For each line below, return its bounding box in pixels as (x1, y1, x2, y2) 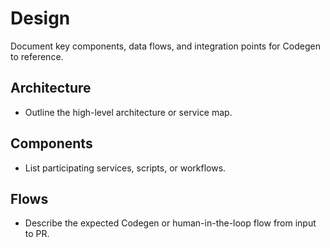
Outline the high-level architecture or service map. (24, 106, 233, 118)
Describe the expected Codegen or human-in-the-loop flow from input (24, 217, 317, 229)
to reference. (10, 50, 64, 62)
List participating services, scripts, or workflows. (24, 162, 227, 174)
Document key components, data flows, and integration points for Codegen (10, 40, 321, 52)
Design (10, 7, 71, 30)
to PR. (24, 228, 50, 240)
